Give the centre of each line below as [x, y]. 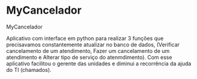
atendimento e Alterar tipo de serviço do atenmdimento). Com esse [89, 57]
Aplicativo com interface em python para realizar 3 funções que [85, 38]
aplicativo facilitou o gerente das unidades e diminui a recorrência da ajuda [99, 64]
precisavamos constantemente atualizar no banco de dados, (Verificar [93, 45]
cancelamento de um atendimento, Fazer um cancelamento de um [88, 50]
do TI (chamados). [29, 69]
